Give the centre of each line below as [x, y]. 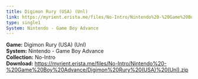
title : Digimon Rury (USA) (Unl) [47, 11]
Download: [20, 64]
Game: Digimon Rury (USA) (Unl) [46, 45]
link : [13, 17]
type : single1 [24, 22]
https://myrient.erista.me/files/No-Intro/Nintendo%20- [100, 64]
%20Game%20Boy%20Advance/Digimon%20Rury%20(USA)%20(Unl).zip [97, 70]
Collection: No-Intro [31, 57]
